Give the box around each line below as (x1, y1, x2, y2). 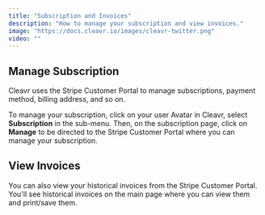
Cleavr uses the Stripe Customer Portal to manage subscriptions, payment (8, 86, 256, 95)
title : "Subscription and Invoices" (8, 11, 132, 20)
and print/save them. (8, 197, 78, 207)
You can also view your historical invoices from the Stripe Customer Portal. (8, 180, 258, 190)
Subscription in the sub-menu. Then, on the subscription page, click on (8, 119, 248, 129)
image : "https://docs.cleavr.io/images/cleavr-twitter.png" (8, 27, 216, 35)
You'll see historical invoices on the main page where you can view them (8, 189, 250, 199)
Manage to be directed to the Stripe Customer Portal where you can (8, 127, 236, 137)
